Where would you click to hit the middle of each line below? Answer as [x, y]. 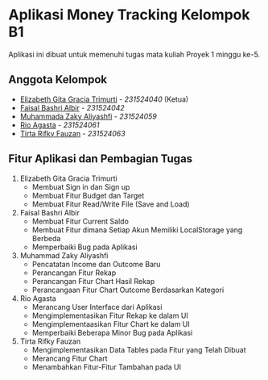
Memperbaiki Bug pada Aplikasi [85, 247]
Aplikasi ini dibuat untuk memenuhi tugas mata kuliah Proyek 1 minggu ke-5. [134, 54]
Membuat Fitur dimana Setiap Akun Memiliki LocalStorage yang [137, 230]
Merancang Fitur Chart [70, 358]
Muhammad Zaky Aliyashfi [64, 255]
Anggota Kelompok [58, 79]
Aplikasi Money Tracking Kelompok [130, 15]
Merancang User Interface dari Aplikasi [97, 307]
